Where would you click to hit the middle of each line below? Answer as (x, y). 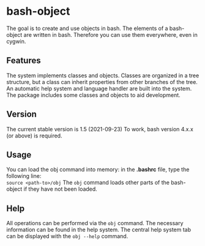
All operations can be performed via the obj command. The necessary (95, 223)
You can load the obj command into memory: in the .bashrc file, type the (98, 169)
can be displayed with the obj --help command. (67, 236)
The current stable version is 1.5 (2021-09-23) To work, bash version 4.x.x (100, 129)
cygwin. (16, 41)
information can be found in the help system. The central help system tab (99, 230)
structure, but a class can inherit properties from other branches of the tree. (102, 82)
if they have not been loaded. (61, 189)
